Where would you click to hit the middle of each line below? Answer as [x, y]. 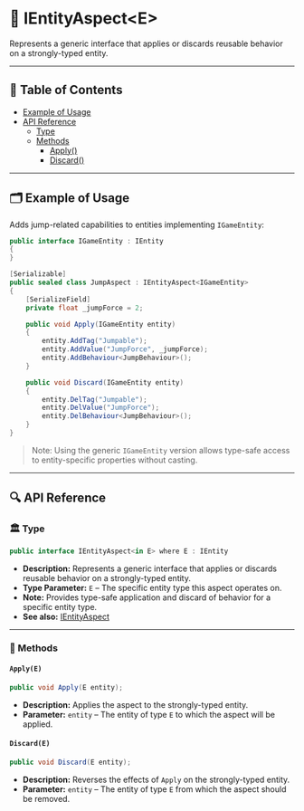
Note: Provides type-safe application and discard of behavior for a [147, 597]
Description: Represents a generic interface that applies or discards [150, 568]
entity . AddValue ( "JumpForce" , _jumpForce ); [125, 349]
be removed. [46, 798]
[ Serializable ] [38, 274]
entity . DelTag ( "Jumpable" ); [95, 399]
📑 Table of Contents [66, 90]
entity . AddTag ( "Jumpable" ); [95, 341]
